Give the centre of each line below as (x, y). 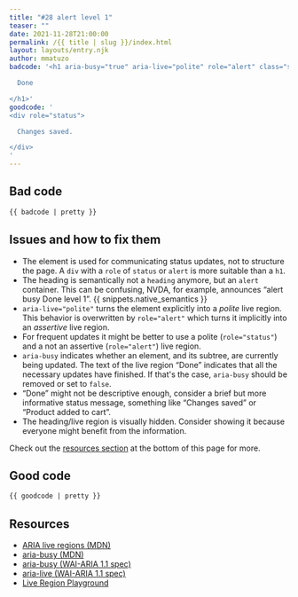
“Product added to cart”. (67, 412)
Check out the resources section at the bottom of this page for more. (135, 448)
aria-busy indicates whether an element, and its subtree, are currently (150, 355)
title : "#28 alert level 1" (61, 17)
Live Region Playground (65, 583)
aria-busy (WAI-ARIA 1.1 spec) (76, 564)
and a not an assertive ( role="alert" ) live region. (111, 346)
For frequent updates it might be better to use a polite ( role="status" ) (149, 336)
